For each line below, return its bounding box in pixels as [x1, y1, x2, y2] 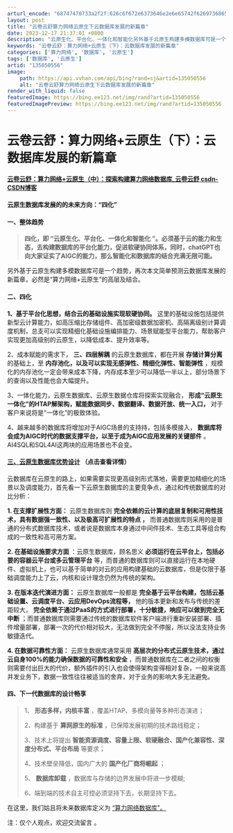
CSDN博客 [7, 183, 37, 192]
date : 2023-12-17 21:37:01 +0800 [7, 29, 104, 37]
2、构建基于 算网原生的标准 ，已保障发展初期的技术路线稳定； [24, 721, 202, 729]
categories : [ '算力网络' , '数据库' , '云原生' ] [7, 49, 134, 56]
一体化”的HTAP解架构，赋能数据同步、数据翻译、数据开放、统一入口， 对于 [7, 399, 223, 408]
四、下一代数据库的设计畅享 [7, 689, 87, 698]
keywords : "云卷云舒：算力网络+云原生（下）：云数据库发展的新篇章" [7, 42, 180, 49]
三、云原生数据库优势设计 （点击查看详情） [7, 458, 130, 466]
